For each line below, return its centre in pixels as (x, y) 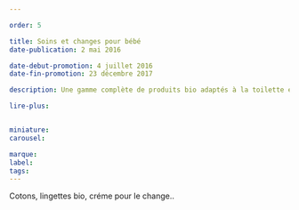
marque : (24, 154)
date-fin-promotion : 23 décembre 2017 (81, 74)
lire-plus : (29, 106)
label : (21, 162)
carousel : (28, 138)
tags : (19, 171)
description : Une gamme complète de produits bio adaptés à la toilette (147, 90)
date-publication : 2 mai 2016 (65, 50)
